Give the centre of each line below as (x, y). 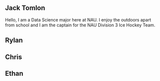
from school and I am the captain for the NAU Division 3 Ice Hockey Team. (80, 25)
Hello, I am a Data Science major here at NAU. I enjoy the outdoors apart (78, 20)
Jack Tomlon (25, 8)
